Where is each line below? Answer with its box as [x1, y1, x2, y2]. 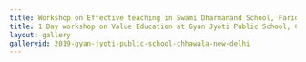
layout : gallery [9, 30, 71, 39]
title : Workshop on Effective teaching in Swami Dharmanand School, [9, 13, 275, 23]
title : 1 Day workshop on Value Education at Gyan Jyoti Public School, [9, 22, 291, 31]
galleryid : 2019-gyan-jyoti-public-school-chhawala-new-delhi [9, 38, 250, 48]
